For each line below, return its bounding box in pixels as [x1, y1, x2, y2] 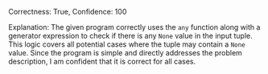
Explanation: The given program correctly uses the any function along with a [8, 23, 261, 31]
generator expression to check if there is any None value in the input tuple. [8, 31, 253, 40]
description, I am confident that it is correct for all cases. [8, 56, 196, 66]
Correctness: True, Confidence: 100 [8, 7, 127, 16]
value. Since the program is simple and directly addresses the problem [8, 48, 243, 57]
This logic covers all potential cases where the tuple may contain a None [8, 39, 245, 49]
